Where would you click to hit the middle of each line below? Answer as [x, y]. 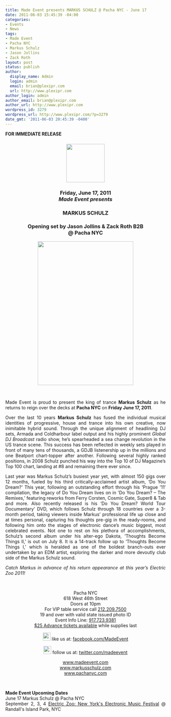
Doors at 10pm [85, 604]
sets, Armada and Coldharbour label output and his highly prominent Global [85, 434]
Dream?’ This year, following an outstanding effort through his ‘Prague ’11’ [85, 487]
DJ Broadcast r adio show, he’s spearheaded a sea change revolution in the [86, 439]
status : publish [22, 67]
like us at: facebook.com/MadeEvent [90, 639]
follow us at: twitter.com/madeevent [90, 652]
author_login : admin [27, 96]
